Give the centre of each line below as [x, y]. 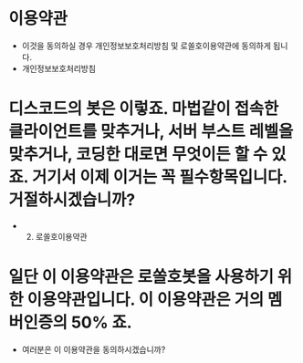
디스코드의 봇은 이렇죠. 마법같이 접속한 [144, 109]
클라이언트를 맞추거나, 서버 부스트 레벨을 [151, 132]
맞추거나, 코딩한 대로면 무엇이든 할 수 [138, 155]
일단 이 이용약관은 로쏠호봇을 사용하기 [141, 277]
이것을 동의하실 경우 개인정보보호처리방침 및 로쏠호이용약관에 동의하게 [146, 46]
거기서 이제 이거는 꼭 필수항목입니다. [160, 177]
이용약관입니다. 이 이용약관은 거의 [146, 300]
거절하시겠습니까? [72, 200]
